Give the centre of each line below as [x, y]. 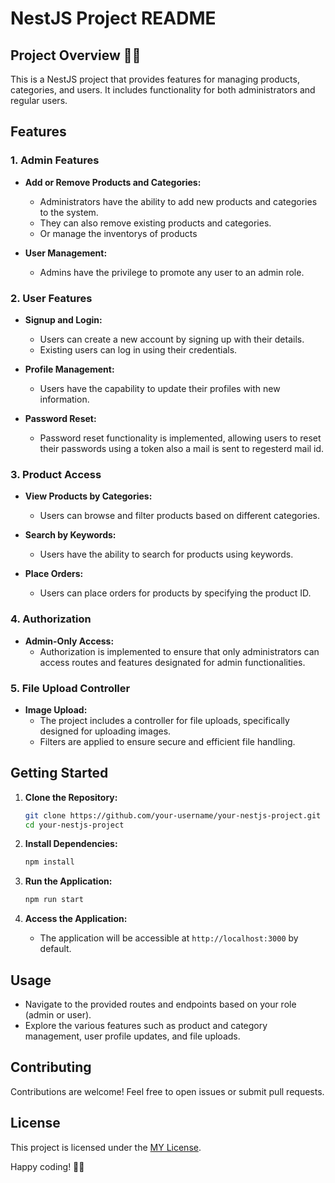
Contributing [51, 1067]
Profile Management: [69, 369]
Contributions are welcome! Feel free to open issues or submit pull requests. [167, 1091]
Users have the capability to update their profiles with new [160, 388]
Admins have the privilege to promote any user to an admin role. [172, 272]
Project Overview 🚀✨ [76, 55]
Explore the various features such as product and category [146, 1025]
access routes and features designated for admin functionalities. [172, 662]
